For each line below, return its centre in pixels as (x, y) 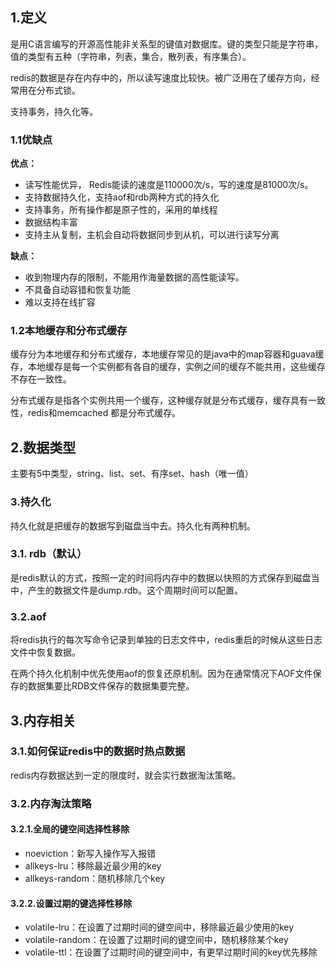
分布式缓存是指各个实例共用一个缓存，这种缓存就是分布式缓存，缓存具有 (159, 400)
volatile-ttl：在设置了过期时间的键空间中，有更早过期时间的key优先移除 (171, 952)
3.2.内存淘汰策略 (51, 803)
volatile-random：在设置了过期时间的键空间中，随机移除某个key (156, 940)
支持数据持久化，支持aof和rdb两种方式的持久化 (122, 197)
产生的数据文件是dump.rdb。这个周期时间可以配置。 (135, 590)
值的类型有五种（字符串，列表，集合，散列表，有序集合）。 (131, 56)
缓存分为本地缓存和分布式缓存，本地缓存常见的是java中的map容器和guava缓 (167, 354)
